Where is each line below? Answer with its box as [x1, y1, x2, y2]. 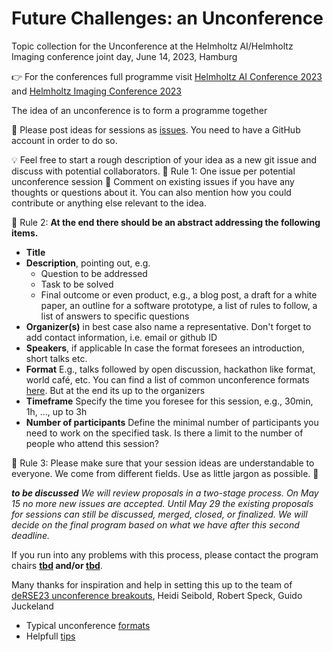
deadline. [11, 529, 50, 541]
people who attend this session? [25, 437, 160, 449]
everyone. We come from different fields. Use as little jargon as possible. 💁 [11, 467, 319, 479]
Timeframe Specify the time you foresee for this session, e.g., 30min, [25, 395, 314, 407]
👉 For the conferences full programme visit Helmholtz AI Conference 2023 [11, 70, 323, 82]
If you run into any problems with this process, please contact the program [11, 548, 319, 561]
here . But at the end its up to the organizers [25, 384, 206, 396]
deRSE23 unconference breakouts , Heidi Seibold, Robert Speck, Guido [11, 589, 303, 601]
